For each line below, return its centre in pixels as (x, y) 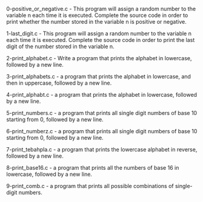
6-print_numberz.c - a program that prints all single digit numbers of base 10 (102, 131)
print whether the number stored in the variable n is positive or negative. (96, 22)
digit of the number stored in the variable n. (60, 46)
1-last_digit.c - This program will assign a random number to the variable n (99, 33)
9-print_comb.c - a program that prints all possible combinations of (90, 186)
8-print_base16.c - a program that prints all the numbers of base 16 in (93, 168)
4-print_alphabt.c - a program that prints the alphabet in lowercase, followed (102, 95)
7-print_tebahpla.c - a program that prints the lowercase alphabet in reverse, (102, 149)
